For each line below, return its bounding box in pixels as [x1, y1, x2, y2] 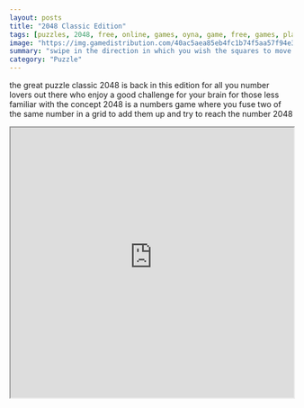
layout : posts [9, 13, 63, 23]
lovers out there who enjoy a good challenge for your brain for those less [9, 89, 280, 100]
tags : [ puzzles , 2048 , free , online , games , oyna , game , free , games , [9, 30, 280, 39]
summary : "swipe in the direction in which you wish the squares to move [9, 47, 292, 56]
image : [9, 38, 34, 48]
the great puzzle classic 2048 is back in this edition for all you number [9, 80, 270, 90]
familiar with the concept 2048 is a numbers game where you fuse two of [9, 99, 282, 109]
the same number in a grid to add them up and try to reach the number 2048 [9, 109, 293, 119]
